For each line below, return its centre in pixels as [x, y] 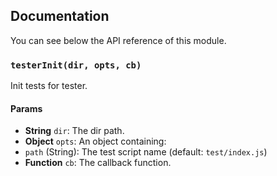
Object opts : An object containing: [95, 141]
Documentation [60, 16]
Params [26, 108]
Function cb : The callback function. [98, 163]
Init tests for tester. [49, 86]
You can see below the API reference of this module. [118, 40]
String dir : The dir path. [74, 131]
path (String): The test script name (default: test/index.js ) [146, 152]
